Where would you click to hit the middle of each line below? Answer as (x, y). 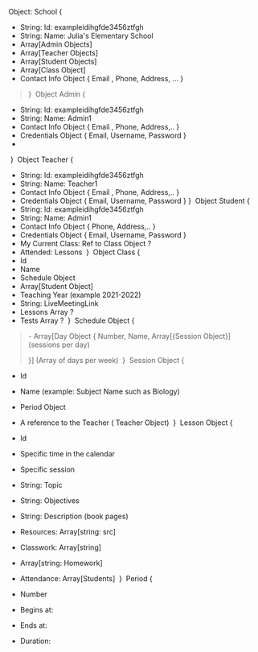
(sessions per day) (59, 345)
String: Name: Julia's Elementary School (87, 36)
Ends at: (33, 625)
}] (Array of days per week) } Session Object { (106, 360)
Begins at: (37, 610)
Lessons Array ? (47, 312)
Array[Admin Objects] (56, 44)
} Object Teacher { (42, 159)
